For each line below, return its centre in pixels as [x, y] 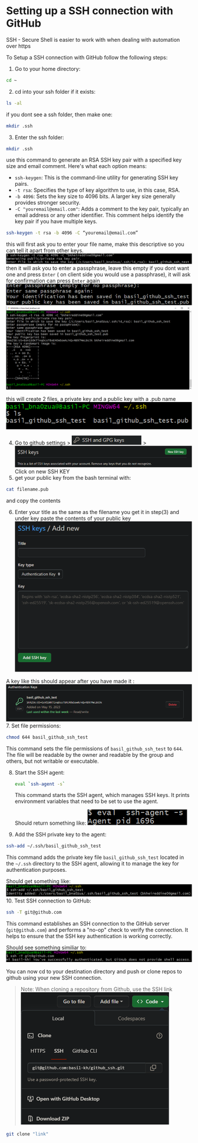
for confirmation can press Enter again [53, 281]
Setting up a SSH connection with [90, 11]
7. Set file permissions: [34, 726]
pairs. [22, 184]
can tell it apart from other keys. [45, 251]
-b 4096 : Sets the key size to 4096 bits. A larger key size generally [95, 196]
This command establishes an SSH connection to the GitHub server [88, 923]
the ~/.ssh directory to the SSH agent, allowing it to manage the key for [93, 864]
